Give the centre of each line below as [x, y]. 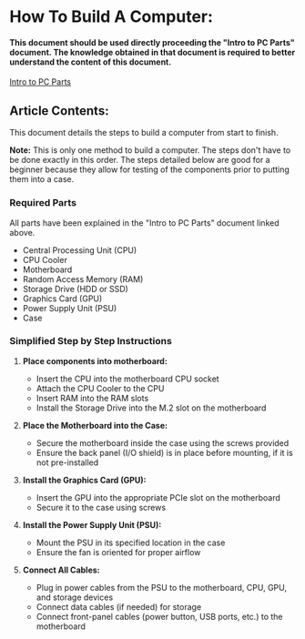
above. [22, 232]
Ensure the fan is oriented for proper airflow [118, 552]
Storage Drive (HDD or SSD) [76, 289]
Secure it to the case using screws [101, 507]
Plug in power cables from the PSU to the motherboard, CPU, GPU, [162, 587]
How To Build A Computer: [112, 17]
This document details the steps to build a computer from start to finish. [144, 133]
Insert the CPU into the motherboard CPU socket [128, 379]
